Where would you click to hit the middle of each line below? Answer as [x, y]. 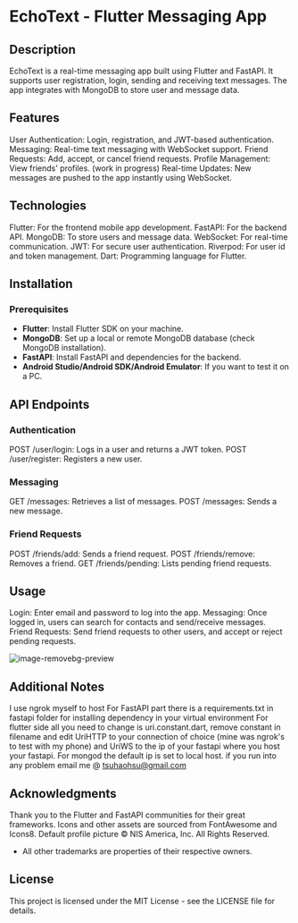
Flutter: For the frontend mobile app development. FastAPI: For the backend [148, 227]
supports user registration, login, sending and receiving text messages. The [148, 80]
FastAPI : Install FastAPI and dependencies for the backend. [132, 357]
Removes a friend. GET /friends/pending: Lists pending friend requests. [141, 563]
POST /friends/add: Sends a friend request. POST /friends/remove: [132, 554]
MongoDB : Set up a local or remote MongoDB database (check [138, 338]
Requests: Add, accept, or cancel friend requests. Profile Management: [140, 158]
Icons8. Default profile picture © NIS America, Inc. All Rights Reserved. [140, 834]
